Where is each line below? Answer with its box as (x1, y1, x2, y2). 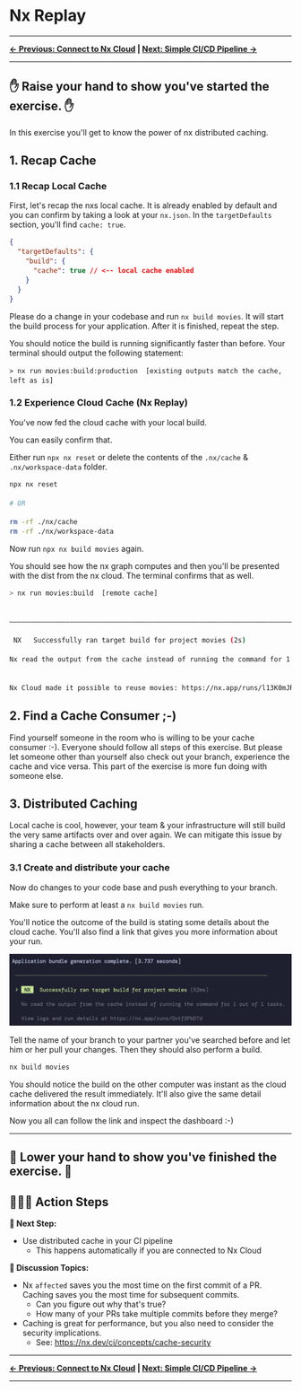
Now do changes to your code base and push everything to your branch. (9, 881, 278, 893)
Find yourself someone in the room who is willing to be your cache (9, 732, 255, 743)
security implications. (21, 1327, 102, 1338)
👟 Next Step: (9, 1218, 56, 1229)
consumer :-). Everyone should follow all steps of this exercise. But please (9, 741, 283, 752)
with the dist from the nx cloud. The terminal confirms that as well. (9, 571, 254, 582)
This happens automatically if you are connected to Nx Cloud (35, 1245, 262, 1256)
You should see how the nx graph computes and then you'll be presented (9, 561, 280, 572)
